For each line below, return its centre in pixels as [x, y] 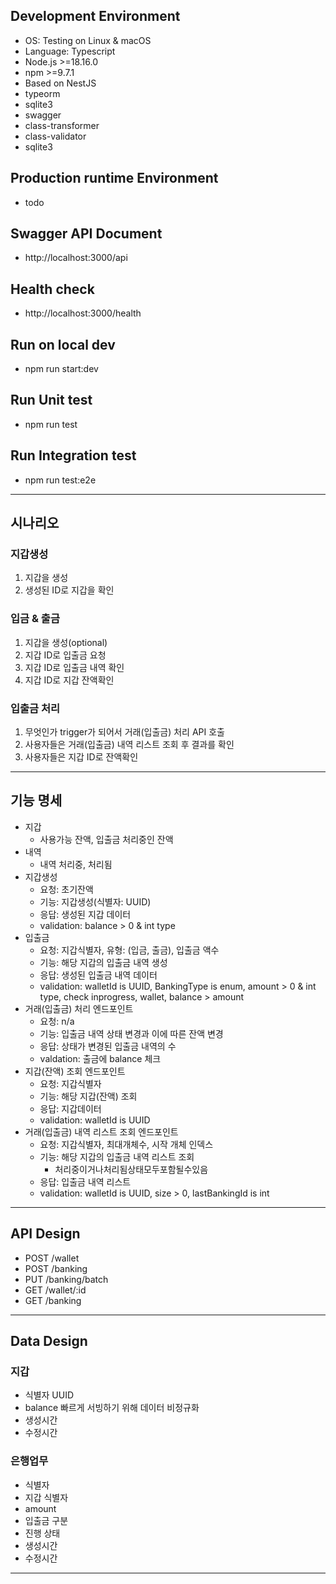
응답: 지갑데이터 [70, 1108]
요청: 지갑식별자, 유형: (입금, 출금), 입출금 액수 [129, 950]
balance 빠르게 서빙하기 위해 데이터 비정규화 [112, 1408]
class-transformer [62, 125]
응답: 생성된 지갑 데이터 [85, 914]
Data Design [49, 1340]
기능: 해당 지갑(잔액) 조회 [88, 1096]
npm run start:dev [61, 369]
